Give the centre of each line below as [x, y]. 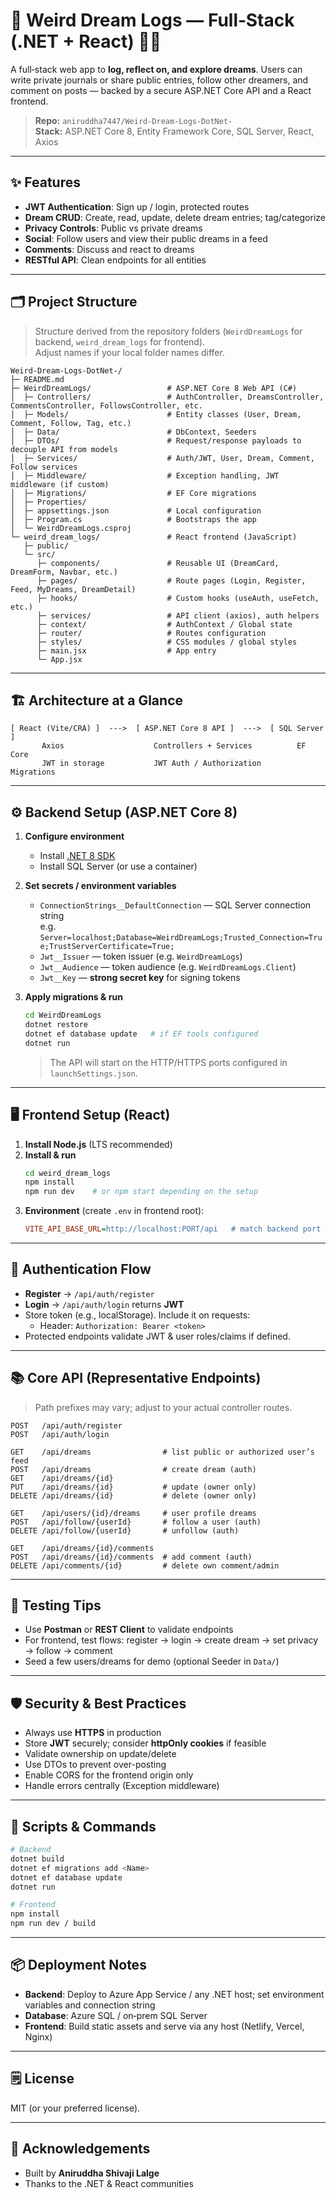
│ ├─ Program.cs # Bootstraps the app [133, 519]
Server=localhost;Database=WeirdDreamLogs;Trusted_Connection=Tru [181, 938]
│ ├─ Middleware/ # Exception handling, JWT [145, 475]
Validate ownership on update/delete [100, 1754]
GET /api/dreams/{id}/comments [82, 1548]
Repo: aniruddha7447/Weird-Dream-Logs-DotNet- [133, 120]
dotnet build [37, 1859]
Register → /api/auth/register [89, 1293]
